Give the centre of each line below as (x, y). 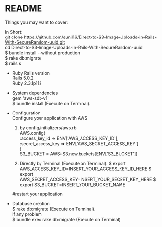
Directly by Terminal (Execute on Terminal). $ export (73, 163)
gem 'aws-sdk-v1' (31, 98)
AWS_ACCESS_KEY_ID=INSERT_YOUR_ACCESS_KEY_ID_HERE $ (85, 169)
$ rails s (13, 63)
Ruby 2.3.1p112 (27, 83)
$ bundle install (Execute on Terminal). (51, 103)
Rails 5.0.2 (23, 78)
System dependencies (35, 93)
